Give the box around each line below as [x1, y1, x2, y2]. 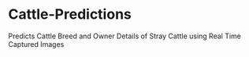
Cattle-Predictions [8, 5, 132, 23]
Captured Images [8, 39, 65, 48]
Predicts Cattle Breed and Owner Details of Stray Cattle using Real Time [8, 31, 242, 41]
